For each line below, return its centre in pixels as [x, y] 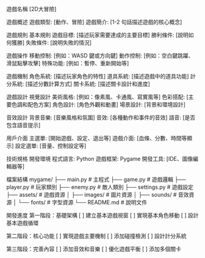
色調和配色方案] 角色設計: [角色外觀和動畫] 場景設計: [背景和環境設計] [99, 105]
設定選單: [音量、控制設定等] [51, 146]
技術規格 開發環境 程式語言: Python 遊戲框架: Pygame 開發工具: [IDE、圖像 [100, 159]
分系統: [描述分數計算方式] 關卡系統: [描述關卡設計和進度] [78, 84]
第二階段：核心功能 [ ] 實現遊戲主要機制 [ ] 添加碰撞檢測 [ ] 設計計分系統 [97, 236]
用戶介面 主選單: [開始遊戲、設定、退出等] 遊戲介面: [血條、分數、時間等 [97, 138]
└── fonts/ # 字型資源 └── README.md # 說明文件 [83, 202]
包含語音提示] [23, 125]
